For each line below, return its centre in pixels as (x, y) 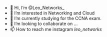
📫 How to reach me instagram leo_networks (56, 29)
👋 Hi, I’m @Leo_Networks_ (37, 8)
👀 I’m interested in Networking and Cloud (52, 13)
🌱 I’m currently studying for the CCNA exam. (55, 18)
